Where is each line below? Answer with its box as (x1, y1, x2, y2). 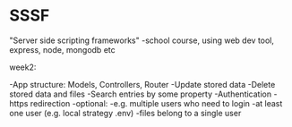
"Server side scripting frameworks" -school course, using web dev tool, (9, 35, 275, 46)
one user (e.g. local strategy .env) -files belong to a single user (9, 107, 242, 118)
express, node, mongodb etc (9, 44, 116, 55)
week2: (9, 62, 37, 72)
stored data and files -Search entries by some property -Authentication (9, 89, 271, 99)
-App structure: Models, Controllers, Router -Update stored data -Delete (9, 79, 276, 89)
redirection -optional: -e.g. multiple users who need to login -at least (30, 97, 283, 108)
